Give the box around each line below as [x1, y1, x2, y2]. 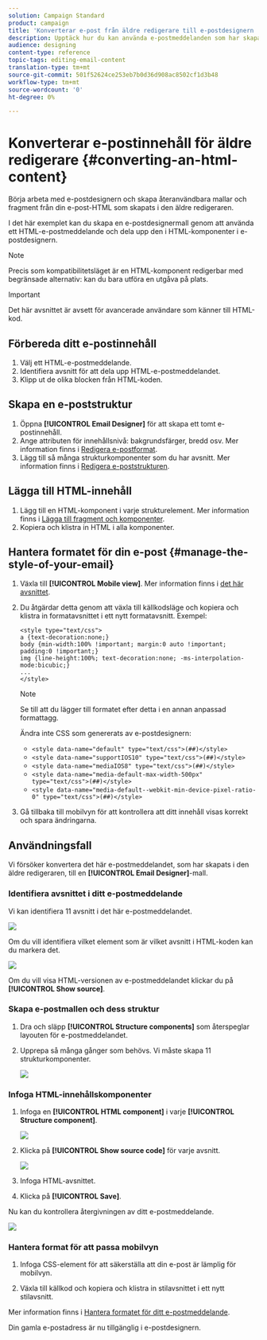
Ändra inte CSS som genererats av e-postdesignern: [19, 729, 192, 738]
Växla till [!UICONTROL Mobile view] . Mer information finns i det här [19, 578, 244, 589]
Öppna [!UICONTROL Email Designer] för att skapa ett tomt [19, 419, 216, 428]
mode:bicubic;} [19, 661, 71, 669]
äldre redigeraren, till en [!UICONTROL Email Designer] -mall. [8, 868, 208, 878]
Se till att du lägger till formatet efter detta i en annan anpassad [19, 705, 226, 715]
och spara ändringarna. [19, 816, 97, 825]
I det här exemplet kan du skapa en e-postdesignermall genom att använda [8, 218, 254, 228]
